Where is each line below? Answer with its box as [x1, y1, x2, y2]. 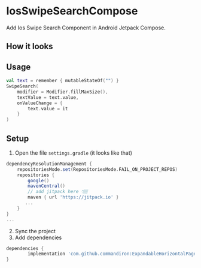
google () [28, 177, 50, 183]
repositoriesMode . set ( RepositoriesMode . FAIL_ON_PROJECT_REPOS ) [17, 166, 178, 172]
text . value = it [28, 106, 68, 112]
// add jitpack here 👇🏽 [28, 189, 88, 195]
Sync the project [14, 227, 56, 234]
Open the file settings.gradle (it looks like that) [14, 149, 133, 156]
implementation [28, 251, 66, 257]
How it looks [6, 41, 53, 52]
